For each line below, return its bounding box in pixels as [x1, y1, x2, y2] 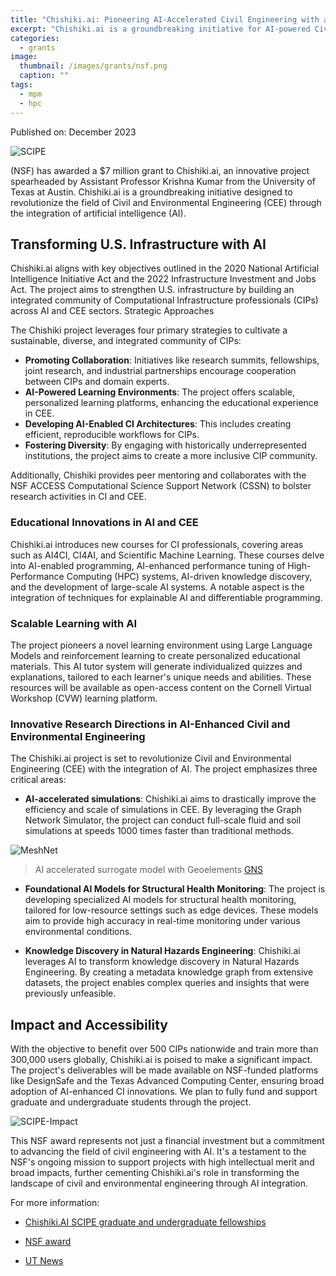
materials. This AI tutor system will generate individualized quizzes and [10, 660, 303, 672]
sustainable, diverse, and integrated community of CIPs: [10, 335, 242, 347]
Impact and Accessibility [10, 1016, 168, 1033]
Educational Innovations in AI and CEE [10, 516, 199, 530]
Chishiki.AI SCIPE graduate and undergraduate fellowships [24, 1216, 267, 1228]
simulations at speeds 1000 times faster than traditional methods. [24, 825, 294, 837]
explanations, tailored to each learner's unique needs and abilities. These [10, 671, 312, 683]
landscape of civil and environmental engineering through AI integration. [10, 1177, 308, 1190]
